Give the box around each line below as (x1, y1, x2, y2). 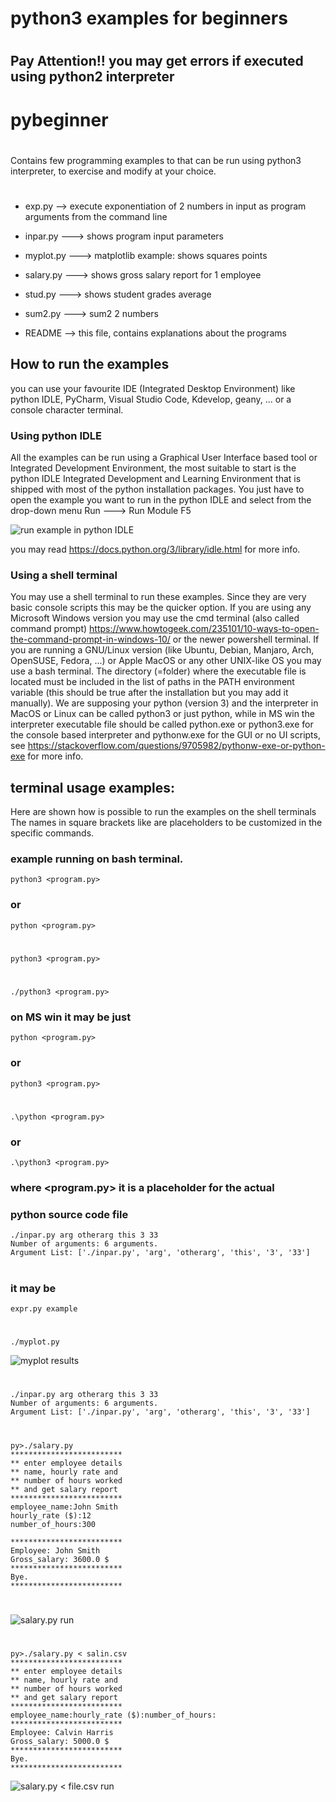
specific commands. (10, 827, 95, 839)
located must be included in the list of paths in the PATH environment (10, 676, 295, 688)
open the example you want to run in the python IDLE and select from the (10, 494, 312, 506)
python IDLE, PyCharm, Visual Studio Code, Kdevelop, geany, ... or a (10, 393, 292, 405)
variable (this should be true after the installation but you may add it (10, 687, 289, 699)
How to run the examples (10, 356, 170, 373)
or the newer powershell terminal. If (172, 633, 320, 646)
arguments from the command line (24, 210, 168, 222)
